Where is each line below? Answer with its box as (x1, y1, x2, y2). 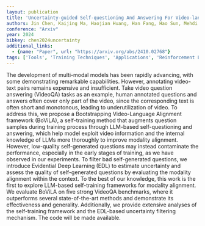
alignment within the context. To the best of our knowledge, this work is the (6, 175, 196, 182)
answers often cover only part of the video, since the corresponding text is (6, 97, 194, 104)
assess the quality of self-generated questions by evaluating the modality (6, 169, 191, 176)
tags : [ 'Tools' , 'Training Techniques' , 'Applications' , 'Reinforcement (6, 54, 195, 60)
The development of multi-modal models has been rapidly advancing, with (6, 71, 193, 78)
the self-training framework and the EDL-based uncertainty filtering (6, 207, 176, 214)
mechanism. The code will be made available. (6, 214, 121, 221)
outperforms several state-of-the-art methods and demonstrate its (6, 194, 174, 202)
